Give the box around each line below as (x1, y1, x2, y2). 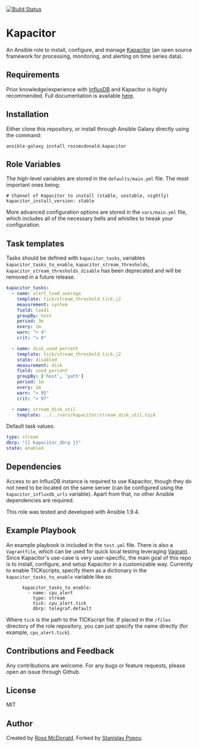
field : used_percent (17, 368, 68, 374)
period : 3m (17, 318, 44, 325)
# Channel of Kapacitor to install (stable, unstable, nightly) (6, 193, 169, 199)
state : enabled (6, 445, 44, 452)
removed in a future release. (6, 273, 76, 280)
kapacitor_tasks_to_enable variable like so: (6, 573, 113, 580)
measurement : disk (17, 362, 63, 368)
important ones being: (6, 181, 61, 189)
